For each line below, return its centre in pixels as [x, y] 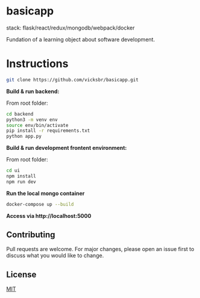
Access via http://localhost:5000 [49, 216]
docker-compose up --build [40, 204]
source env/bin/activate [37, 125]
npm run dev [21, 182]
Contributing [31, 235]
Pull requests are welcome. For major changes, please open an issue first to [100, 249]
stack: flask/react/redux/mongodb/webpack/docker [70, 28]
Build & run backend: [33, 91]
